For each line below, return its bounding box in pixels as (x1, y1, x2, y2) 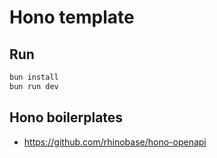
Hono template (9, 6, 135, 29)
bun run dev (9, 81, 59, 91)
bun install (9, 72, 59, 82)
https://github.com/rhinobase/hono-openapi (23, 136, 207, 148)
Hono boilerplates (9, 109, 124, 126)
